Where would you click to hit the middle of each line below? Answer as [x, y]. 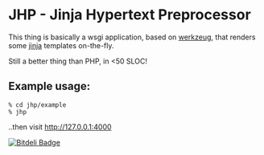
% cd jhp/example [37, 105]
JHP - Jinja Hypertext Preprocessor [130, 15]
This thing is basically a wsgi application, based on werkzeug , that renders [132, 37]
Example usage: [49, 86]
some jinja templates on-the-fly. [61, 45]
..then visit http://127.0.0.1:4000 [60, 127]
